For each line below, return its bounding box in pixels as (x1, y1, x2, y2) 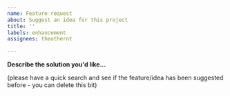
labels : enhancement (7, 29, 67, 36)
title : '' (7, 23, 36, 29)
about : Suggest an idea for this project (7, 16, 128, 23)
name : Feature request (7, 10, 73, 17)
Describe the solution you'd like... (7, 60, 106, 69)
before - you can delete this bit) (7, 81, 97, 89)
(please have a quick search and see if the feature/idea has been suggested (7, 73, 224, 82)
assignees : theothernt (7, 36, 73, 43)
